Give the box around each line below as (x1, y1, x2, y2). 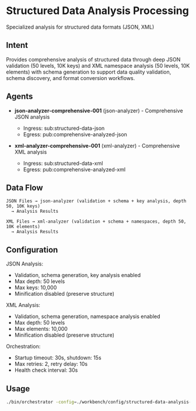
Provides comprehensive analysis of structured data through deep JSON (6, 56, 181, 63)
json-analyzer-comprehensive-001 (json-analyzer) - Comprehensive (14, 107, 183, 114)
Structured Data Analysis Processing (6, 4, 190, 18)
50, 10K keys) (6, 203, 41, 209)
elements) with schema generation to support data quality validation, (6, 68, 171, 75)
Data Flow (6, 182, 43, 192)
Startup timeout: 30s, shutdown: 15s (14, 354, 101, 361)
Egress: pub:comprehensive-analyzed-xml (23, 165, 126, 173)
